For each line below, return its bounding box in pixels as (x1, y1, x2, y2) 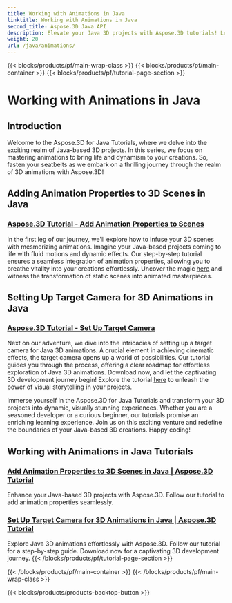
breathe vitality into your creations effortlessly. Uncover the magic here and (7, 264, 222, 273)
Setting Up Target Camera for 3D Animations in (7, 291, 213, 304)
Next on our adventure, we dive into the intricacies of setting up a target (7, 339, 213, 347)
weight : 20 (7, 36, 39, 43)
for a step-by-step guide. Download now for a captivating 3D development (7, 547, 220, 555)
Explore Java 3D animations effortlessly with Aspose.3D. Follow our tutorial (7, 539, 221, 548)
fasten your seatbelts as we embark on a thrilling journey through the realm (7, 160, 222, 169)
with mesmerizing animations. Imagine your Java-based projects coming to (7, 242, 222, 251)
